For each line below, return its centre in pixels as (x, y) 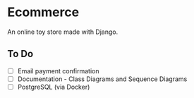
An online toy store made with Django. (63, 32)
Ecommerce (43, 12)
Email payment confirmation (58, 71)
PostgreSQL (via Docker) (54, 87)
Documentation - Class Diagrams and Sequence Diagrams (102, 79)
